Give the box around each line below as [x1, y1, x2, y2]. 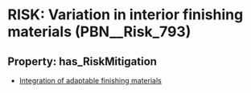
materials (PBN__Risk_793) [7, 22, 191, 41]
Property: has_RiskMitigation [7, 55, 158, 68]
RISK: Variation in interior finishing [7, 6, 244, 24]
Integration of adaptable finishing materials [19, 76, 162, 85]
